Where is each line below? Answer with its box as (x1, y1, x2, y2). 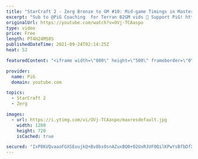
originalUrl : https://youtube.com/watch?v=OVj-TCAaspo (6, 19, 144, 25)
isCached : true (16, 133, 54, 139)
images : (6, 111, 25, 117)
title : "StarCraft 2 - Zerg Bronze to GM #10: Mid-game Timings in (6, 8, 176, 15)
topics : (6, 90, 25, 96)
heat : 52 (6, 47, 28, 53)
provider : (6, 68, 31, 74)
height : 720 (16, 128, 46, 134)
